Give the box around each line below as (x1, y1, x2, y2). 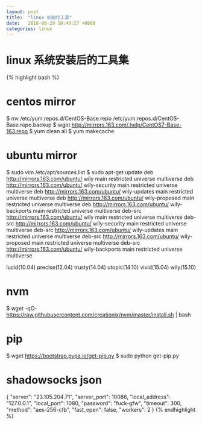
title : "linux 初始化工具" (6, 14, 72, 20)
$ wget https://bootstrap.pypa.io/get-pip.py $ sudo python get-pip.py (6, 352, 179, 359)
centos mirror (6, 95, 77, 109)
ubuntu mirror (6, 149, 78, 163)
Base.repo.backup (6, 121, 52, 128)
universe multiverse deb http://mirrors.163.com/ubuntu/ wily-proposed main (6, 194, 195, 202)
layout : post (6, 8, 39, 15)
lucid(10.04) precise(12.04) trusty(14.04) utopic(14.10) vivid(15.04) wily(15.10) (6, 263, 196, 271)
